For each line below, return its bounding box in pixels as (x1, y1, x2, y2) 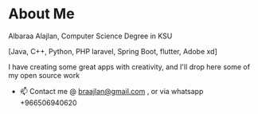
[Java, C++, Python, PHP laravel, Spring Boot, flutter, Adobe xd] (8, 46, 217, 56)
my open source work (8, 70, 80, 80)
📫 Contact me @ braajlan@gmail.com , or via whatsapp (19, 86, 204, 96)
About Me (8, 5, 75, 23)
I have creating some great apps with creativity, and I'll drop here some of (8, 61, 251, 72)
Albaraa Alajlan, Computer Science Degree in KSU (8, 31, 173, 41)
